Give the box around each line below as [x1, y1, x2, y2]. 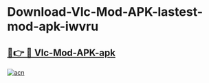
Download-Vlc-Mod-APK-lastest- [7, 4, 203, 20]
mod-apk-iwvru [7, 19, 99, 34]
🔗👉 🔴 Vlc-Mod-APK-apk [7, 47, 115, 58]
